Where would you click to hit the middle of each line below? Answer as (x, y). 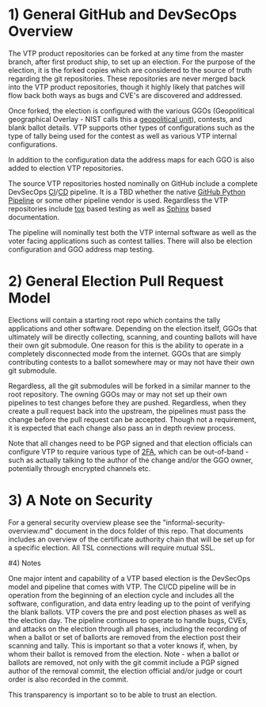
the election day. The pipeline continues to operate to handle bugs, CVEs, (128, 620)
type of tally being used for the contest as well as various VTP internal (123, 135)
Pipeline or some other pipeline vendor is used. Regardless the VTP (118, 200)
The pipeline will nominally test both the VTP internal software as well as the (133, 232)
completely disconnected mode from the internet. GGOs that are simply (125, 353)
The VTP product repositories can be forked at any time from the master (126, 53)
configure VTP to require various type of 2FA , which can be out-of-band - (129, 451)
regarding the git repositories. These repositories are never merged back (127, 78)
